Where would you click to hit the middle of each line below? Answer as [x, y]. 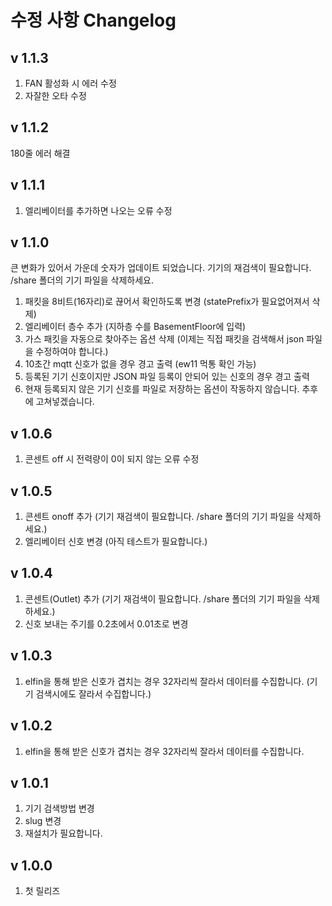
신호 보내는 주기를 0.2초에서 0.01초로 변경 [106, 623]
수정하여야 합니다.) [72, 352]
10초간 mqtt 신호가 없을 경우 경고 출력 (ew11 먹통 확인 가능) [140, 364]
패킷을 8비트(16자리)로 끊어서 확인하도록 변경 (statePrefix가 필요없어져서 [167, 302]
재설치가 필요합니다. [63, 833]
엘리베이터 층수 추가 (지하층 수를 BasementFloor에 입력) [135, 327]
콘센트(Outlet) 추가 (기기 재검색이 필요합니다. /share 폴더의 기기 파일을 [163, 598]
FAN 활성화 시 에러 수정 [70, 83]
